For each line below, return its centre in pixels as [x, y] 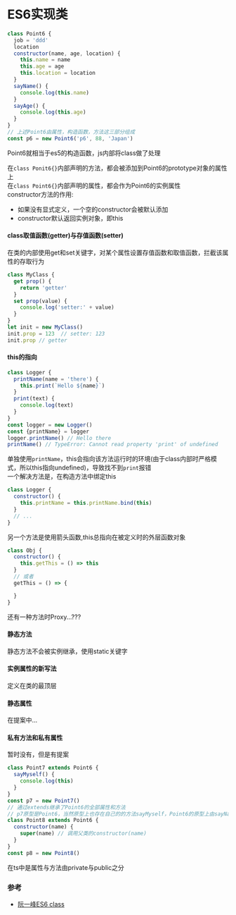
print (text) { [34, 399]
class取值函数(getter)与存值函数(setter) [66, 235]
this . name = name [45, 60]
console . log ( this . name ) [55, 92]
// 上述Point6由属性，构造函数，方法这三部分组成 [71, 132]
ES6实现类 [38, 14]
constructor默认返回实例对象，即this [70, 218]
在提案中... [22, 720]
